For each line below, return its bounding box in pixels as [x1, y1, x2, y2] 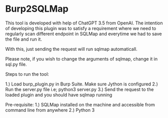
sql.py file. [5, 61, 27, 67]
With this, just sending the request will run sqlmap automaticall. [5, 46, 138, 52]
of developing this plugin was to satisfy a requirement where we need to [5, 25, 156, 31]
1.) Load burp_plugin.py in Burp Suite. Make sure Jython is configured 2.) [5, 81, 158, 87]
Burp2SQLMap [5, 3, 69, 15]
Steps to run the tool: [5, 71, 49, 77]
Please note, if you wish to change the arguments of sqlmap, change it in [5, 55, 158, 62]
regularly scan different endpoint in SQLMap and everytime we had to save [5, 31, 162, 37]
